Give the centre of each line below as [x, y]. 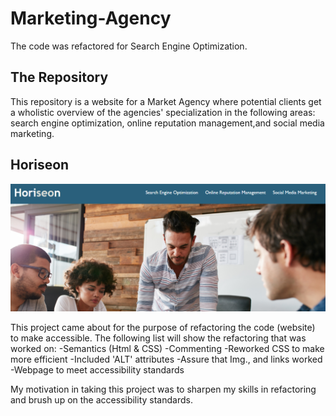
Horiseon [40, 165]
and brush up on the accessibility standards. [101, 399]
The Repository [59, 77]
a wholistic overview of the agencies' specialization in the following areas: [163, 112]
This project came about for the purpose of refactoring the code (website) [163, 327]
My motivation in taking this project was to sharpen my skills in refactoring [163, 389]
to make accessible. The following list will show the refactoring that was [158, 338]
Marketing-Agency [91, 18]
